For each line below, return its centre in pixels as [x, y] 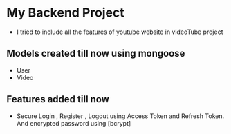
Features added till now [58, 99]
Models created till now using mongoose [96, 54]
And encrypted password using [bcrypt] [74, 123]
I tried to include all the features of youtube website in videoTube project [120, 32]
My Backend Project [66, 13]
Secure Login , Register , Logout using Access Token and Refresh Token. [120, 116]
